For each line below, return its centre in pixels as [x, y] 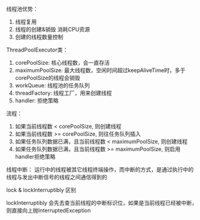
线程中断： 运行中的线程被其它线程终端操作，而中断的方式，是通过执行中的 [100, 169]
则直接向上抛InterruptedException [48, 210]
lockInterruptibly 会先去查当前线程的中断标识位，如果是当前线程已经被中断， [102, 203]
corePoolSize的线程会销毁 [48, 78]
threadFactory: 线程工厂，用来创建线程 [63, 93]
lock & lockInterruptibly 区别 [41, 190]
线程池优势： [22, 9]
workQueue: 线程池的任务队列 [52, 85]
